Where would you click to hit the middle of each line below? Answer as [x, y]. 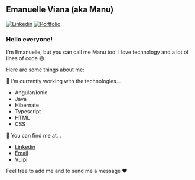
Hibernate [27, 105]
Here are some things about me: [45, 70]
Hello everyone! [30, 39]
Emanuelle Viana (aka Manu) [60, 10]
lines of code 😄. [26, 58]
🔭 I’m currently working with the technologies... [64, 81]
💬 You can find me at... [34, 136]
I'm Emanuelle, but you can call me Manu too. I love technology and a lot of [97, 52]
